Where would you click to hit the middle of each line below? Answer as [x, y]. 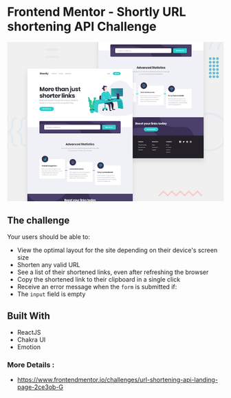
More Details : [31, 365]
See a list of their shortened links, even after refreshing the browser [113, 272]
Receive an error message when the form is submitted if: [97, 287]
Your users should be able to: [49, 237]
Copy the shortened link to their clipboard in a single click [99, 280]
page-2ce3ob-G [40, 387]
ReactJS [29, 333]
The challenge [38, 220]
